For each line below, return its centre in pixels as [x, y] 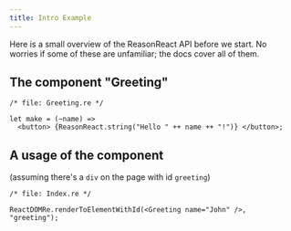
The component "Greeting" [89, 83]
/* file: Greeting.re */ [57, 103]
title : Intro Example [51, 18]
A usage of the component [87, 155]
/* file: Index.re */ [51, 194]
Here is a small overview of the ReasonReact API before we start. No [138, 44]
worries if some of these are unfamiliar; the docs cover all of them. [135, 53]
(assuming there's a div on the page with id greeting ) [110, 177]
